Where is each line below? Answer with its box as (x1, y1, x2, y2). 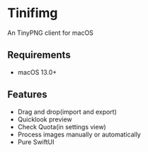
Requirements (7, 49, 71, 61)
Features (7, 89, 47, 101)
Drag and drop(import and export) (17, 107, 117, 116)
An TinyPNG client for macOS (7, 28, 94, 37)
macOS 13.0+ (17, 67, 57, 76)
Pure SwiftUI (17, 137, 55, 146)
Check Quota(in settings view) (17, 122, 106, 131)
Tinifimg (7, 5, 58, 21)
